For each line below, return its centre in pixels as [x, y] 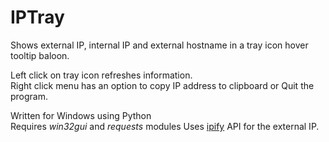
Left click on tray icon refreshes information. [101, 75]
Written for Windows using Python [81, 115]
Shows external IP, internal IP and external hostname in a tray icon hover [159, 45]
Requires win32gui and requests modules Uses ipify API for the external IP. [165, 126]
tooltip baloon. [40, 55]
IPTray [37, 17]
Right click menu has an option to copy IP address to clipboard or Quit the [162, 85]
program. [29, 96]
